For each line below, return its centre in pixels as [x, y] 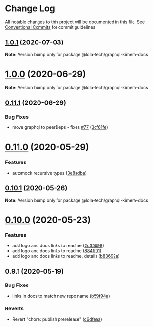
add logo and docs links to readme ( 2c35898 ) [58, 246]
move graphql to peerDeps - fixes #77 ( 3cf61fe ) [60, 127]
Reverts [15, 308]
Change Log [30, 9]
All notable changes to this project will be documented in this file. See [75, 22]
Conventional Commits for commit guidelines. [51, 27]
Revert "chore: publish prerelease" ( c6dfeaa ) [57, 319]
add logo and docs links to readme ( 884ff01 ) [57, 251]
